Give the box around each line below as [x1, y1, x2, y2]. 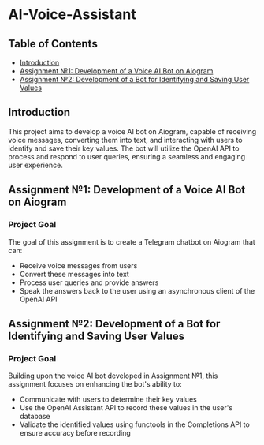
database [19, 412, 50, 421]
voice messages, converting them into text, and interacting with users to [8, 135, 243, 144]
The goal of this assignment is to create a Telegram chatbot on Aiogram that [8, 237, 256, 246]
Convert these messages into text [19, 269, 130, 279]
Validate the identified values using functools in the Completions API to [19, 420, 250, 429]
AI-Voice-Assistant [8, 6, 136, 24]
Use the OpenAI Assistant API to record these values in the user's [19, 403, 233, 413]
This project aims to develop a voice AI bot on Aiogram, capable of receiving [8, 126, 257, 136]
